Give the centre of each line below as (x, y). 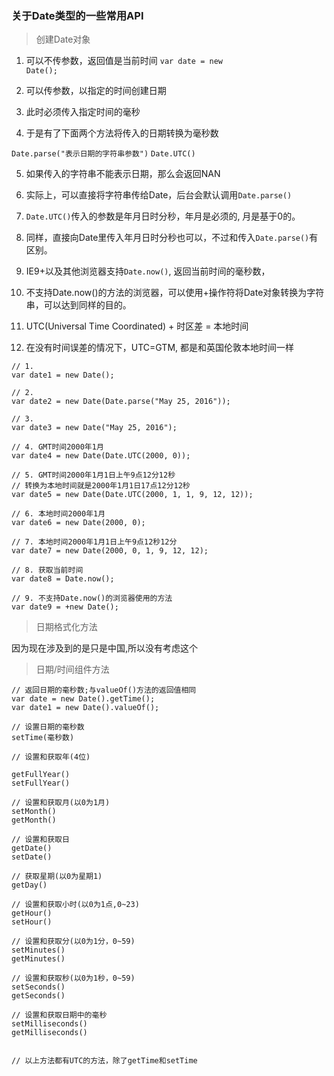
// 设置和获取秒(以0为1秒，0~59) (73, 978)
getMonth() (34, 820)
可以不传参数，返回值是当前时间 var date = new (124, 61)
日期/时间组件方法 (72, 669)
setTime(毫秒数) (43, 738)
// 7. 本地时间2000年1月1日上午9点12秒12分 (94, 542)
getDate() (32, 848)
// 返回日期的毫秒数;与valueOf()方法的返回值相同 (104, 690)
